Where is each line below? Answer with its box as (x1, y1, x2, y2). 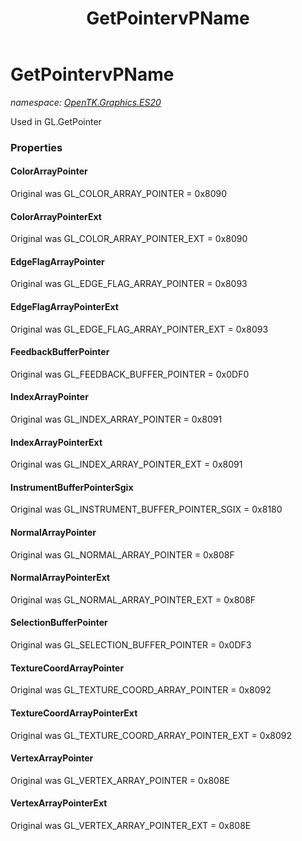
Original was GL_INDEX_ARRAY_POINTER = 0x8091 (10, 413, 223, 426)
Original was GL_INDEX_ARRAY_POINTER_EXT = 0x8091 (10, 458, 243, 471)
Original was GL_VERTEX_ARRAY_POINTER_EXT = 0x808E (10, 819, 252, 831)
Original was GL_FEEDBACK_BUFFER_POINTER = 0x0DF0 (10, 368, 250, 380)
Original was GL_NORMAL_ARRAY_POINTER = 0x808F (10, 548, 235, 561)
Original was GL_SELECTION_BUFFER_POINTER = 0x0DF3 (10, 639, 252, 651)
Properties (10, 140, 63, 154)
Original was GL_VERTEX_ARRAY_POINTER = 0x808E (10, 774, 230, 786)
